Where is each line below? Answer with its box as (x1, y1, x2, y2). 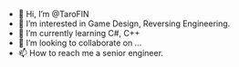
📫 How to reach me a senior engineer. (17, 48, 164, 58)
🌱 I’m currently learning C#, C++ (17, 28, 140, 38)
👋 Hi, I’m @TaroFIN (17, 9, 89, 19)
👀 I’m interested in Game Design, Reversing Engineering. (17, 18, 231, 29)
